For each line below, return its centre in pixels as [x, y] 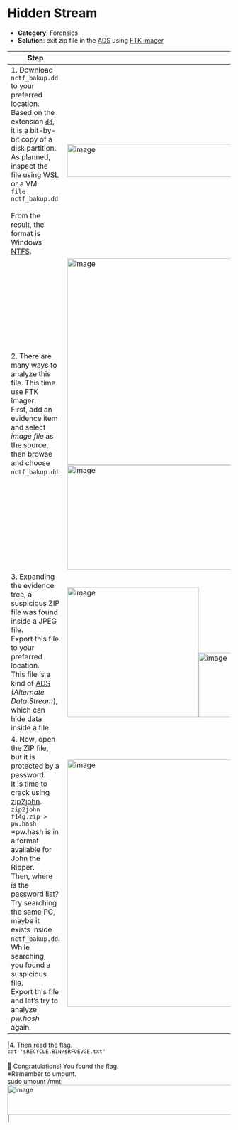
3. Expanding [33, 576]
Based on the [33, 112]
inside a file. [31, 727]
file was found [34, 612]
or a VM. [25, 183]
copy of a [37, 139]
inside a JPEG [34, 621]
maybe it [25, 920]
